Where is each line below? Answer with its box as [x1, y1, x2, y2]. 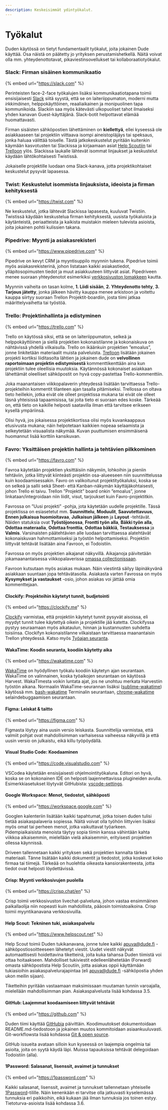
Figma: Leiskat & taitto [5, 706, 53, 712]
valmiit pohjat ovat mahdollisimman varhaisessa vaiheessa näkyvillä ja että [5, 732, 159, 738]
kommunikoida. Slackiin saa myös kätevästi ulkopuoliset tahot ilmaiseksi [5, 106, 154, 112]
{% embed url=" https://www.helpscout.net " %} [5, 931, 103, 938]
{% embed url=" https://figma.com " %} [5, 717, 85, 723]
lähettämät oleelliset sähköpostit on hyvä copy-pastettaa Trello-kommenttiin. [5, 371, 163, 377]
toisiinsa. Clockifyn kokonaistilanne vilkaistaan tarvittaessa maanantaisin [5, 630, 155, 636]
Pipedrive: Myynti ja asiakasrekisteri [5, 237, 96, 244]
